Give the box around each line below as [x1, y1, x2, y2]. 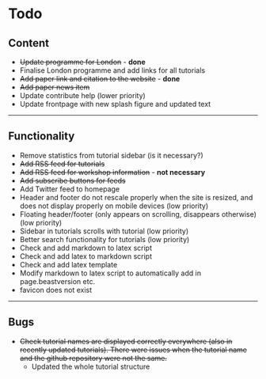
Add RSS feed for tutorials [19, 159, 105, 169]
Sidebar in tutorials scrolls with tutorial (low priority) [19, 226, 189, 236]
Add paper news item [19, 82, 90, 92]
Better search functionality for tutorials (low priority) [19, 234, 190, 244]
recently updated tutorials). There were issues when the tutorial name [19, 345, 248, 354]
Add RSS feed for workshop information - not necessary [19, 167, 206, 176]
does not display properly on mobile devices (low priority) [19, 201, 209, 210]
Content [8, 36, 50, 50]
